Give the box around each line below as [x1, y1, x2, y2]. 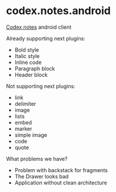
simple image [14, 131, 48, 139]
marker [14, 125, 32, 132]
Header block [14, 71, 48, 78]
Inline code [14, 59, 42, 66]
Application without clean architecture [14, 179, 107, 186]
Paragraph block [14, 65, 55, 72]
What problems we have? [6, 155, 68, 162]
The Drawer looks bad [14, 173, 69, 180]
